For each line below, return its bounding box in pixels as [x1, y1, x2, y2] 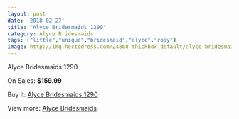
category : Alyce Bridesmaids [7, 30, 94, 38]
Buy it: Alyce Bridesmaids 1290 [7, 90, 98, 98]
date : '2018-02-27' [7, 17, 65, 24]
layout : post [7, 10, 46, 18]
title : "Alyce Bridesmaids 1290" [7, 23, 107, 30]
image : [7, 43, 27, 50]
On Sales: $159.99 [7, 76, 62, 85]
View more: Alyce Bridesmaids [7, 104, 97, 112]
